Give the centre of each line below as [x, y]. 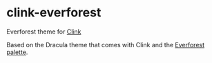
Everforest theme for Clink [44, 32]
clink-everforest [54, 13]
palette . [17, 52]
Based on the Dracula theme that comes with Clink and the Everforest [106, 45]
